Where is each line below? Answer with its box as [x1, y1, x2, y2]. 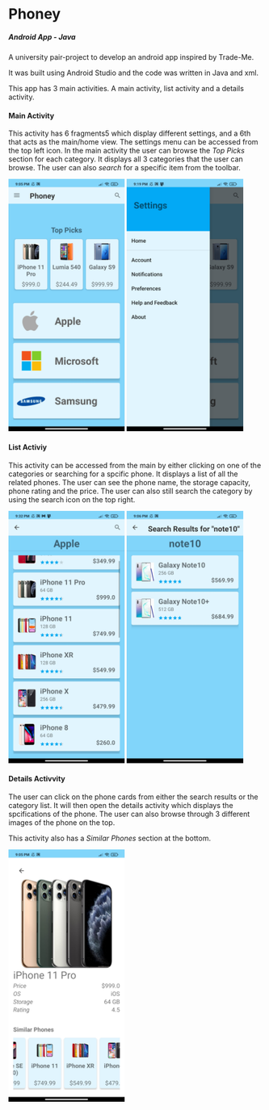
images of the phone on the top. [8, 817, 116, 827]
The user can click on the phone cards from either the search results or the [8, 792, 258, 802]
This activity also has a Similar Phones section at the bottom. [8, 833, 212, 843]
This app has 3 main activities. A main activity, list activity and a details [8, 84, 245, 94]
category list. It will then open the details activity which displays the [8, 800, 233, 810]
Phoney [8, 5, 61, 23]
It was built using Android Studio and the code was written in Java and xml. [8, 68, 259, 77]
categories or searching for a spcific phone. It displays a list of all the [8, 469, 238, 479]
